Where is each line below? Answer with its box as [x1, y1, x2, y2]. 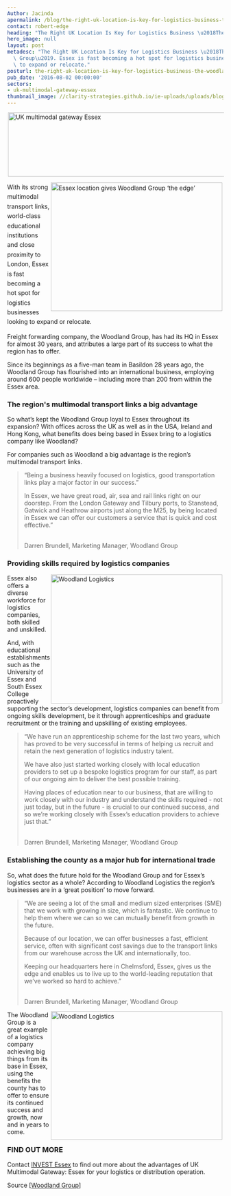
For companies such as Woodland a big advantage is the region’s [7, 450, 191, 459]
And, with [7, 639, 34, 647]
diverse [7, 589, 29, 597]
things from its [7, 1054, 48, 1063]
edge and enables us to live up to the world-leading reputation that [23, 969, 213, 977]
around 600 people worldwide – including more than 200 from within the [7, 375, 212, 383]
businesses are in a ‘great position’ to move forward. [7, 885, 156, 894]
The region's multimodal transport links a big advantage [7, 400, 198, 409]
